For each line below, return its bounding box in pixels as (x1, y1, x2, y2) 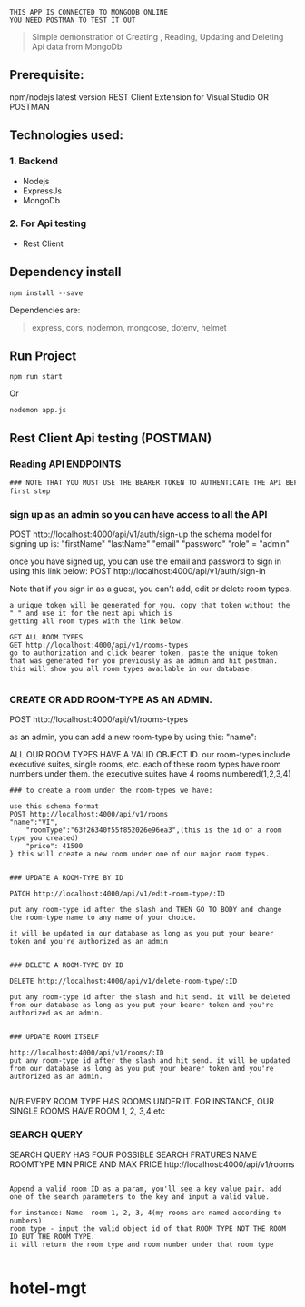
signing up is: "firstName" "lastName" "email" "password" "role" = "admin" (9, 539, 290, 550)
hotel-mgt (9, 1278, 87, 1298)
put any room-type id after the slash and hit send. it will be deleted (9, 993, 290, 1002)
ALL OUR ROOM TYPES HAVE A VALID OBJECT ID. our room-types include (9, 749, 290, 760)
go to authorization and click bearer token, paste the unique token (9, 649, 279, 658)
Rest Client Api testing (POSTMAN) (9, 431, 212, 446)
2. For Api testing (9, 217, 87, 230)
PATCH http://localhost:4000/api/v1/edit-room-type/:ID (9, 889, 225, 898)
